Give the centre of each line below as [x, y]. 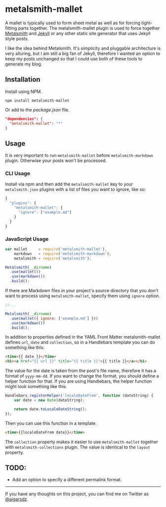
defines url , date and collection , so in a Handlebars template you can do [80, 342]
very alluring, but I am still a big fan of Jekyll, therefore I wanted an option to [83, 53]
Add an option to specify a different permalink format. [67, 480]
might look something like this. [36, 387]
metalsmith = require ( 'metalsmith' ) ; [53, 258]
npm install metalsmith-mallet [37, 101]
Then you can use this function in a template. [51, 423]
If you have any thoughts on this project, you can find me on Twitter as [77, 494]
